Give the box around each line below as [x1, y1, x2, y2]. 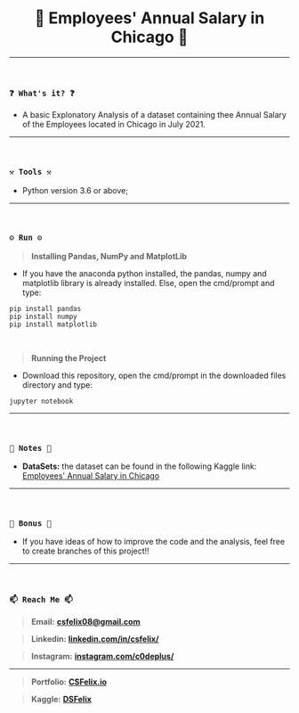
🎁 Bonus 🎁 [9, 519, 52, 529]
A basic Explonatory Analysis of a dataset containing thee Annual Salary [21, 110, 287, 120]
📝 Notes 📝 [9, 443, 52, 453]
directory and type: [21, 379, 93, 390]
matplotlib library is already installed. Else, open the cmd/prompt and [21, 277, 275, 288]
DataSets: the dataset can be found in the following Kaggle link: [21, 461, 257, 471]
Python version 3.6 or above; [21, 184, 129, 195]
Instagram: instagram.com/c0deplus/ [30, 651, 174, 661]
